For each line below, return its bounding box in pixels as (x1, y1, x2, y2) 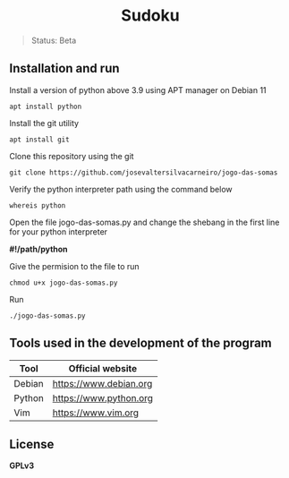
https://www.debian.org (52, 377, 153, 389)
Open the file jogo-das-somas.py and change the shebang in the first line (9, 217, 280, 227)
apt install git (9, 135, 70, 144)
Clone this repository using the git (9, 150, 134, 161)
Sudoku (120, 5, 181, 26)
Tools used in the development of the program (9, 336, 273, 351)
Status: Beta (30, 35, 77, 46)
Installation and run (9, 61, 120, 76)
